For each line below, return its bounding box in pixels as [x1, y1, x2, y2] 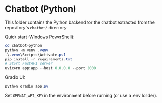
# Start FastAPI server [5, 61, 53, 66]
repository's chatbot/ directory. [5, 24, 68, 30]
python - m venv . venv [5, 47, 49, 53]
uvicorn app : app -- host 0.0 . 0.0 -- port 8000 [5, 66, 96, 71]
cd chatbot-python [5, 43, 42, 48]
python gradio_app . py [5, 84, 49, 89]
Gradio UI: [5, 74, 26, 80]
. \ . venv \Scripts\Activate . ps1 [5, 52, 66, 57]
